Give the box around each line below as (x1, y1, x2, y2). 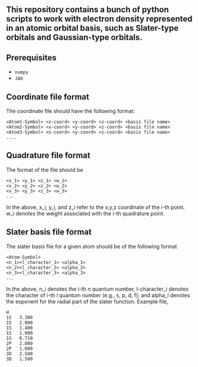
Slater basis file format (6, 227, 92, 237)
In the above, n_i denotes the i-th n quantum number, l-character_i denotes (6, 285, 189, 292)
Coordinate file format (6, 92, 90, 102)
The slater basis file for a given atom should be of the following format (6, 243, 177, 250)
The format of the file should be (6, 166, 84, 173)
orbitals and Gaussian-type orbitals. (6, 33, 143, 43)
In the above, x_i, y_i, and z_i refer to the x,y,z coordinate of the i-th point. (6, 204, 185, 211)
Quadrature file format (6, 150, 90, 160)
